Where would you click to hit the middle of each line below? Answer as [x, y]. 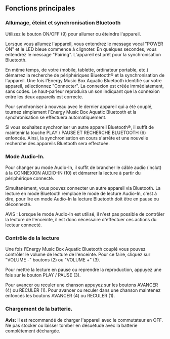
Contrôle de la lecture [32, 238]
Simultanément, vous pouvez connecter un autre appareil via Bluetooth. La [83, 188]
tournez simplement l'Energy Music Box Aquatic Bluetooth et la [71, 112]
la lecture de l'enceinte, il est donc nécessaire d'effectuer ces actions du [81, 219]
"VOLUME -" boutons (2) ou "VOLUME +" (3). [53, 260]
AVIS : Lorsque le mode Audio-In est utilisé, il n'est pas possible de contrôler [85, 214]
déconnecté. [18, 204]
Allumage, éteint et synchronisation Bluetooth [63, 23]
